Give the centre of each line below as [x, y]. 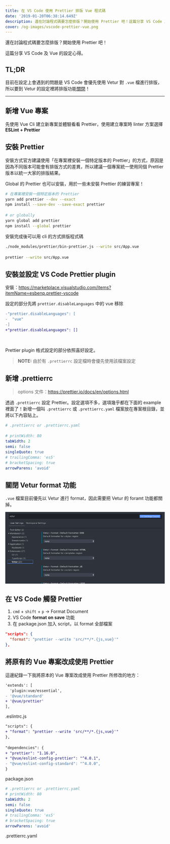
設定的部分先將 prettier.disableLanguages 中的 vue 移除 [65, 304]
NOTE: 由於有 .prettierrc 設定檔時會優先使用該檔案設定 [76, 361]
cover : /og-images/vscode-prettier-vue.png [52, 27]
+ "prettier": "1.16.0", [31, 753]
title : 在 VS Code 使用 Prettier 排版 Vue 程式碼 [56, 11]
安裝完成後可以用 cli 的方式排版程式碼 [44, 236]
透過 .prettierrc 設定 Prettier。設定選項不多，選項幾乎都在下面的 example [83, 402]
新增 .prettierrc [29, 379]
